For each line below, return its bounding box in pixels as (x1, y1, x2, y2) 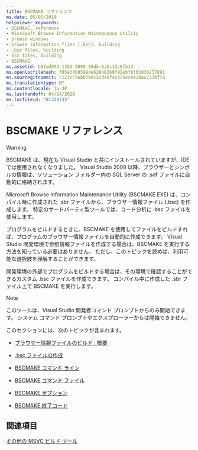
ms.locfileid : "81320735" (6, 96, 70, 102)
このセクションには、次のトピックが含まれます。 (6, 326, 125, 334)
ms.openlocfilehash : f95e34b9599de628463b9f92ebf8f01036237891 (6, 69, 165, 75)
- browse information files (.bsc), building (6, 42, 120, 48)
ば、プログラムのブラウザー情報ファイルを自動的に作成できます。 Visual (6, 233, 183, 240)
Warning (6, 144, 27, 151)
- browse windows (6, 36, 49, 42)
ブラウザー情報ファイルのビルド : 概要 (14, 339, 108, 346)
